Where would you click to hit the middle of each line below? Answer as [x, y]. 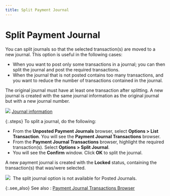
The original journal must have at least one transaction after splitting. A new [84, 90]
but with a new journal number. [38, 101]
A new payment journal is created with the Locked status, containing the [81, 162]
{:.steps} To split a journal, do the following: [51, 121]
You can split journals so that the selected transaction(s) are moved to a [80, 49]
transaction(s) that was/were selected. [46, 168]
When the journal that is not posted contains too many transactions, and [88, 75]
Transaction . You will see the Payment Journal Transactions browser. [87, 136]
